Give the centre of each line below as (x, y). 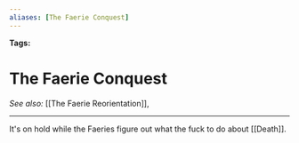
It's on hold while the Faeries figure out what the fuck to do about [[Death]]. (148, 129)
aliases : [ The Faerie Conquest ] (69, 17)
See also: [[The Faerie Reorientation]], (79, 103)
